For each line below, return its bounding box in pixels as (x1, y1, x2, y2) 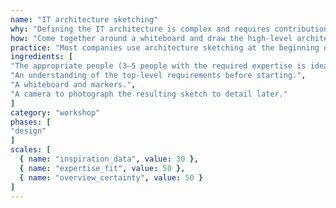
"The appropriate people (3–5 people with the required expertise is (10, 61, 307, 71)
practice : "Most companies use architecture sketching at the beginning (10, 42, 320, 53)
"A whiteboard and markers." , (10, 80, 137, 90)
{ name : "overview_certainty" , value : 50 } (19, 172, 203, 183)
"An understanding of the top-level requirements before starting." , (10, 71, 307, 81)
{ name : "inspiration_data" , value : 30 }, (19, 154, 199, 164)
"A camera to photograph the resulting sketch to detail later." (10, 89, 288, 99)
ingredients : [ (10, 52, 74, 62)
